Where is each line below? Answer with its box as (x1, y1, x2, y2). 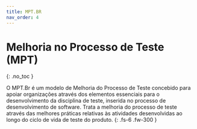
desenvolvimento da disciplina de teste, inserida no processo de (6, 97, 166, 104)
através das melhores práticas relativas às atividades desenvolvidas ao (6, 110, 183, 117)
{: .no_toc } (6, 73, 34, 80)
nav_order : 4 (6, 14, 39, 20)
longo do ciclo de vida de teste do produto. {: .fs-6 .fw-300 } (6, 116, 157, 124)
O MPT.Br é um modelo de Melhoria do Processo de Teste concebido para (6, 85, 191, 92)
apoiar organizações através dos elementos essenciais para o (6, 91, 160, 98)
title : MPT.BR (6, 8, 42, 15)
